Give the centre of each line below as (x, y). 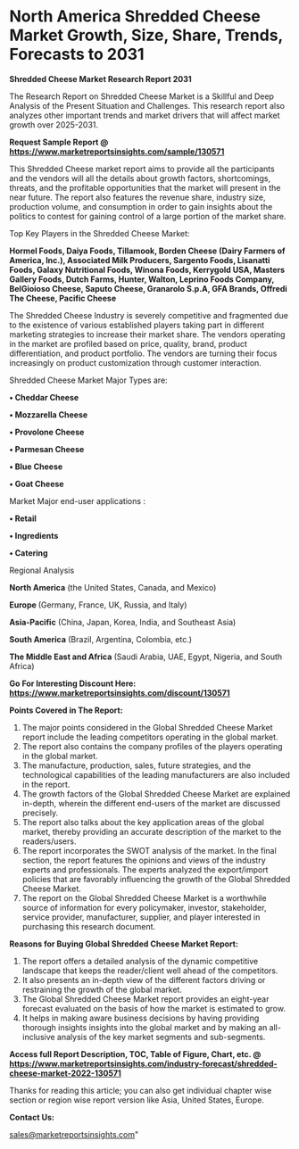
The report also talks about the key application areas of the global (143, 822)
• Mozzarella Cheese (49, 414)
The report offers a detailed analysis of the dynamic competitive (140, 961)
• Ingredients (34, 535)
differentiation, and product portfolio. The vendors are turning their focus (143, 353)
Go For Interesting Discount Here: (73, 683)
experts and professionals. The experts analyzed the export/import (145, 869)
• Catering (29, 553)
